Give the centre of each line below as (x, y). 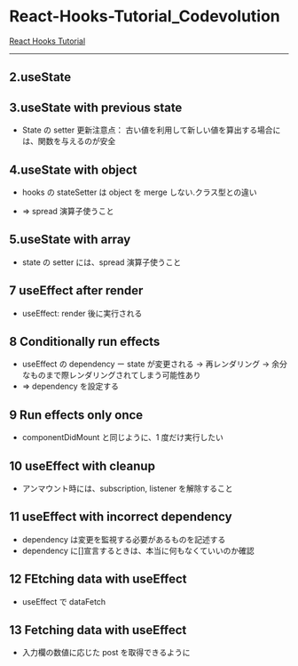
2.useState (40, 77)
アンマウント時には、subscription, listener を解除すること (127, 489)
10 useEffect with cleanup (82, 465)
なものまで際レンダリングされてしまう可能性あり (111, 375)
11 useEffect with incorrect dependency (121, 517)
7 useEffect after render (76, 291)
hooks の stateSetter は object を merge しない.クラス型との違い (139, 192)
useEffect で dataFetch (64, 601)
